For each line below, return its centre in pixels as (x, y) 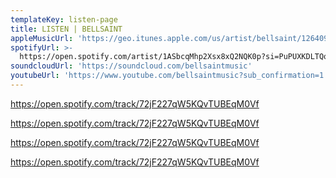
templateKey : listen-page (64, 19)
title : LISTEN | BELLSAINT (66, 29)
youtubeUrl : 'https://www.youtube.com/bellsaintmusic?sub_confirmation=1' (169, 76)
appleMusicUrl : (42, 38)
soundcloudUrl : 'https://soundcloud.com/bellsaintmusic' (131, 66)
